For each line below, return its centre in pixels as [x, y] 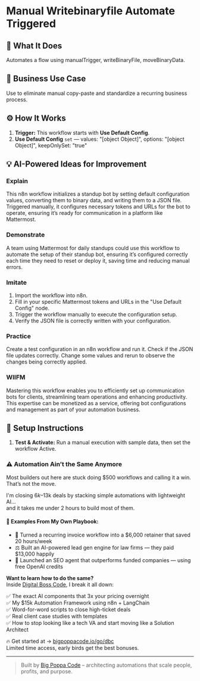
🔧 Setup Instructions [45, 428]
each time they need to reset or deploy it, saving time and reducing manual [98, 260]
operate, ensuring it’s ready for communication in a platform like [85, 213]
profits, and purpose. [46, 671]
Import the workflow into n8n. [51, 295]
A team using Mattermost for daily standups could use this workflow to [93, 248]
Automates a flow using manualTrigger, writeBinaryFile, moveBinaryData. [96, 60]
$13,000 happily [35, 554]
